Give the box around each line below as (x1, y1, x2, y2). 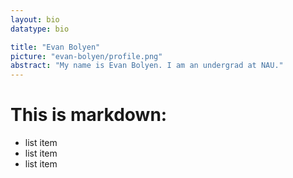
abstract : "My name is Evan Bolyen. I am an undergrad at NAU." (10, 61, 284, 71)
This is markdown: (10, 104, 168, 126)
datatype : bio (10, 24, 70, 34)
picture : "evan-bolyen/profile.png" (10, 51, 163, 61)
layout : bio (10, 14, 60, 25)
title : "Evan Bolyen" (10, 42, 101, 52)
